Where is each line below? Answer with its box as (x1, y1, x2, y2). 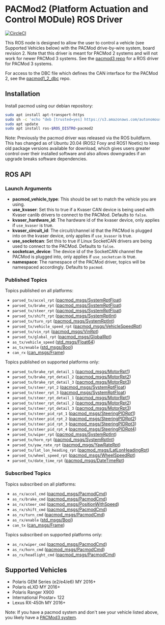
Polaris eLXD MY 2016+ (12, 584, 60, 590)
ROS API (5, 170, 31, 178)
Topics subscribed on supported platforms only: (5, 531, 103, 537)
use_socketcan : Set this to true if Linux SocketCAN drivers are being (12, 238, 152, 244)
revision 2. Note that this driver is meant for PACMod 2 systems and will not (5, 50, 158, 56)
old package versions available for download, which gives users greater (5, 145, 151, 151)
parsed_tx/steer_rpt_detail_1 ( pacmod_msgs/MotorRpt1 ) (12, 395, 130, 401)
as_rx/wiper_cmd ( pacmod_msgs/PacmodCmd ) (12, 541, 107, 547)
